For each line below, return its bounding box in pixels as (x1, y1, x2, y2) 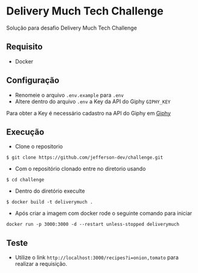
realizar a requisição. (14, 260, 68, 268)
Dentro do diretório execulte (14, 187, 86, 194)
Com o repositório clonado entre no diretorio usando (14, 165, 146, 173)
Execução (6, 127, 45, 137)
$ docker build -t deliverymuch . (6, 199, 94, 205)
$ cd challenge (6, 177, 45, 183)
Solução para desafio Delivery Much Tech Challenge (6, 24, 137, 31)
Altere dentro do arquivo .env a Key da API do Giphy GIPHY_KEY (14, 98, 171, 105)
